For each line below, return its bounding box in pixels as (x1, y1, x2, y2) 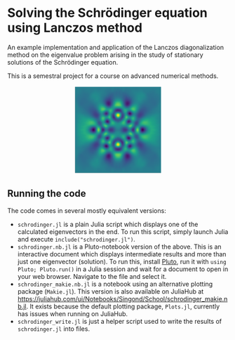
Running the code (7, 188, 86, 200)
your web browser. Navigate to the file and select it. (17, 272, 167, 280)
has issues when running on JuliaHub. (17, 309, 128, 318)
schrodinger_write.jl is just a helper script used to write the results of (17, 317, 222, 325)
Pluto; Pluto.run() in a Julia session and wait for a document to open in (17, 265, 229, 273)
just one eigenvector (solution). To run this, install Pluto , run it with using (17, 257, 227, 266)
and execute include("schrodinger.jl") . (17, 235, 135, 243)
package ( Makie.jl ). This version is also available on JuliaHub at (17, 287, 204, 296)
